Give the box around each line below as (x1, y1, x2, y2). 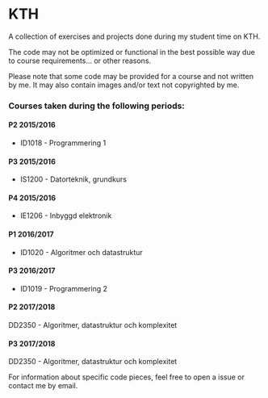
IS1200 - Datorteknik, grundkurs (19, 174, 128, 184)
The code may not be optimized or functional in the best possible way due (8, 47, 256, 57)
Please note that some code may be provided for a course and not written (8, 71, 254, 81)
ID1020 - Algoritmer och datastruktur (19, 247, 143, 257)
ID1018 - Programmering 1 (19, 138, 107, 148)
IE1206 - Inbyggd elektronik (19, 211, 112, 220)
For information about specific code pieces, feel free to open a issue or (8, 372, 245, 382)
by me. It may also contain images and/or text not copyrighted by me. (8, 80, 240, 90)
